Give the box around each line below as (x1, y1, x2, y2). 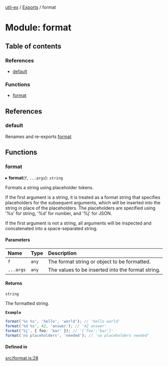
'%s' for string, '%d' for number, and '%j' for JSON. (5, 210, 112, 216)
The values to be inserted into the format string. (48, 266, 160, 273)
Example (5, 310, 22, 315)
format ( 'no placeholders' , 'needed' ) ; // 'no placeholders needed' (5, 333, 150, 338)
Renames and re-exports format (5, 133, 72, 139)
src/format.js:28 (5, 355, 39, 361)
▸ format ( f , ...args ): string (5, 175, 63, 181)
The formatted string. (5, 300, 49, 306)
